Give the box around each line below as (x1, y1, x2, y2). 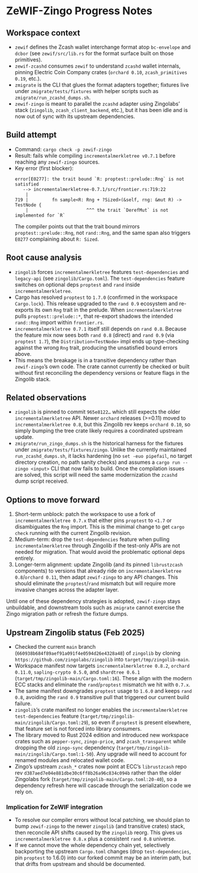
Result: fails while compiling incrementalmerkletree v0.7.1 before (14, 152, 176, 159)
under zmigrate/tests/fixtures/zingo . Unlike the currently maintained (14, 446, 187, 453)
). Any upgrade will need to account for (91, 750, 187, 757)
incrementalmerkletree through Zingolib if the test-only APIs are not (14, 542, 180, 549)
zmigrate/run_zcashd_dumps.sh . (14, 94, 91, 101)
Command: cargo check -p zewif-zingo (14, 145, 112, 152)
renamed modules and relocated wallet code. (14, 757, 125, 764)
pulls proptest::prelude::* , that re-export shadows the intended (14, 313, 173, 320)
